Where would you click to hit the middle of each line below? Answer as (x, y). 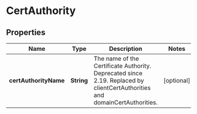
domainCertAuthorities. (126, 102)
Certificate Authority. (122, 66)
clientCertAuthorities (122, 88)
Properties (26, 32)
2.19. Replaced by (119, 80)
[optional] (177, 80)
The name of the (116, 58)
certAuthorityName (37, 80)
